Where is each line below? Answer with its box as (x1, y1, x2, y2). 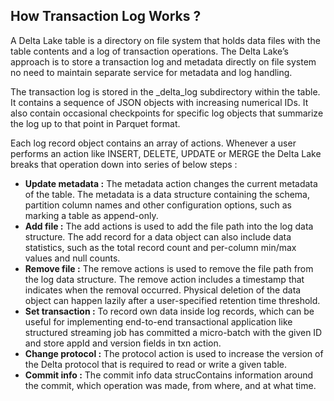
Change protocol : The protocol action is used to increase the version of (24, 347, 324, 359)
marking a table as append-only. (24, 209, 159, 221)
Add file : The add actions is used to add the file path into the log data (24, 220, 314, 232)
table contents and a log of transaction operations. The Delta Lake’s (10, 45, 289, 57)
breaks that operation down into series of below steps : (10, 158, 238, 170)
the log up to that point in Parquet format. (10, 117, 181, 129)
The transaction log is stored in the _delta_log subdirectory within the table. (10, 85, 321, 98)
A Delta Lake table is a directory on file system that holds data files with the (10, 34, 321, 46)
